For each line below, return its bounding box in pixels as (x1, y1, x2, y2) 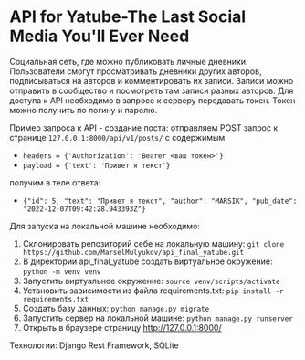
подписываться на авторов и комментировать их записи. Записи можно (9, 75, 294, 86)
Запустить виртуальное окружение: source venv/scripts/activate (22, 275, 280, 286)
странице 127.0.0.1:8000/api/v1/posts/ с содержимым (9, 132, 226, 143)
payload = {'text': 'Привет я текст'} (22, 161, 171, 170)
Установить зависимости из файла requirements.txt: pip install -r (22, 285, 284, 296)
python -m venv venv (22, 267, 101, 276)
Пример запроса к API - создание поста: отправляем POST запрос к (9, 122, 279, 133)
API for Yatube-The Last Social (9, 6, 247, 27)
